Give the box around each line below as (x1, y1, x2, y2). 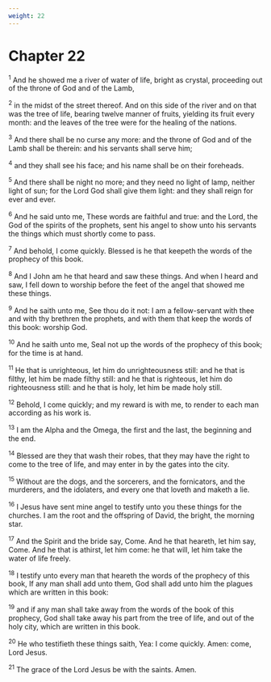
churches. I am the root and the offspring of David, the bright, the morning (8, 510, 255, 520)
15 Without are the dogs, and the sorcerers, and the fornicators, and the (8, 475, 246, 486)
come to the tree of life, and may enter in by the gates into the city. (8, 459, 230, 469)
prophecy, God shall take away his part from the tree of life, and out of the (8, 613, 255, 623)
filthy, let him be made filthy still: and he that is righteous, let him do (8, 374, 233, 383)
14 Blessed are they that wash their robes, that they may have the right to (8, 450, 250, 460)
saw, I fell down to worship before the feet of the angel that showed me (8, 280, 245, 290)
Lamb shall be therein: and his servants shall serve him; (8, 143, 193, 153)
